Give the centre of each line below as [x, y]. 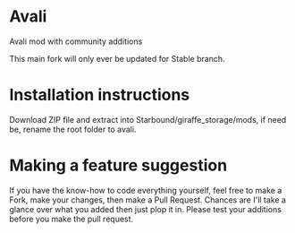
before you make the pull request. [72, 219]
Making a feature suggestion [118, 165]
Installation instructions [100, 95]
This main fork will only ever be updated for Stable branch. [117, 58]
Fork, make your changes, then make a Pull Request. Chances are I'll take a [147, 200]
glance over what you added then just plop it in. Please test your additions [145, 209]
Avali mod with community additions [76, 41]
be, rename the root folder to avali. [73, 129]
